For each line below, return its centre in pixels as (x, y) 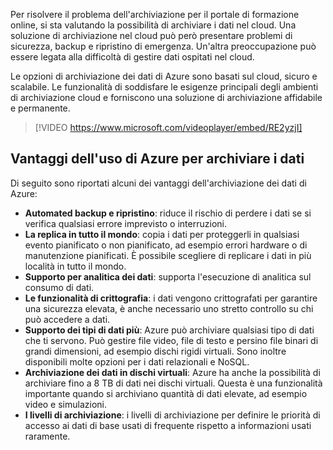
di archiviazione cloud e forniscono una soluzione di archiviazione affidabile (166, 97)
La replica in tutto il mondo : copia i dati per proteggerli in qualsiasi (162, 234)
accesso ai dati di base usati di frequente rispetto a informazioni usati (168, 425)
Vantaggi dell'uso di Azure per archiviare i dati (157, 159)
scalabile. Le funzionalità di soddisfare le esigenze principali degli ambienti (164, 87)
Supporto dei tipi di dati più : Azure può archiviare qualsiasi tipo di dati (169, 330)
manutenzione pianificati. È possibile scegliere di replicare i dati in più (168, 255)
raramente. (47, 436)
